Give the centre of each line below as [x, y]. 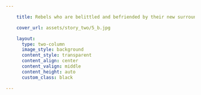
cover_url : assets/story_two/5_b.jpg [64, 27]
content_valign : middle [51, 66]
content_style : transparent [57, 55]
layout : [26, 39]
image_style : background [52, 50]
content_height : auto [49, 72]
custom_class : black [47, 77]
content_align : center [50, 61]
